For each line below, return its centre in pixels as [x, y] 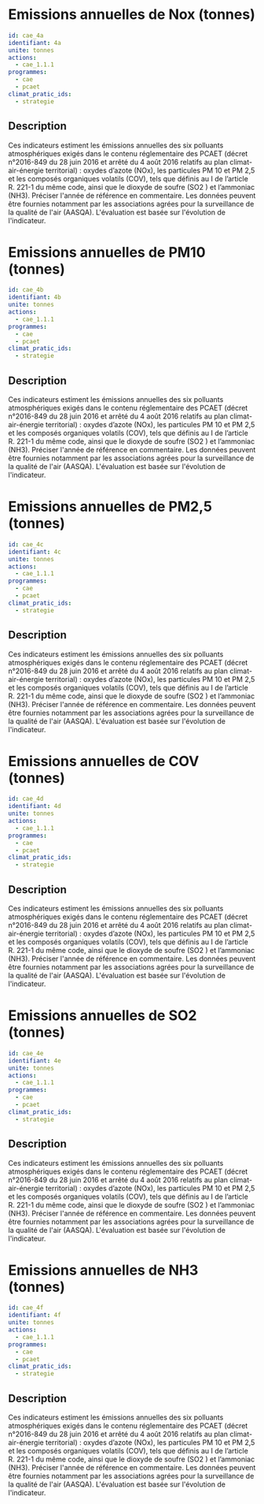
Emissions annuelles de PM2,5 [110, 507]
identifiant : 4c [35, 552]
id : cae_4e [26, 1053]
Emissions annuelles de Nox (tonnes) [132, 15]
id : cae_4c [26, 544]
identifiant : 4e [35, 1061]
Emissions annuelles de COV [104, 761]
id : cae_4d [26, 799]
